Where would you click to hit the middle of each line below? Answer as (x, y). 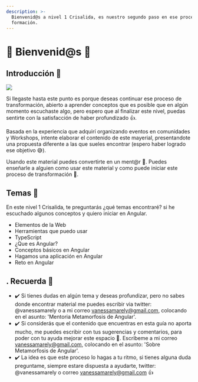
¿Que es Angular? (36, 244)
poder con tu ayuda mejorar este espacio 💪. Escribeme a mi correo (96, 338)
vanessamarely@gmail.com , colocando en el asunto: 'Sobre (88, 344)
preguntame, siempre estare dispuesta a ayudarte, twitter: (85, 366)
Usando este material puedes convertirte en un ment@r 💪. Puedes (86, 162)
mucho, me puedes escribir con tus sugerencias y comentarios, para (98, 332)
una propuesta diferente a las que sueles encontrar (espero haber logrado (96, 144)
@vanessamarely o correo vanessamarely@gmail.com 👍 (84, 372)
